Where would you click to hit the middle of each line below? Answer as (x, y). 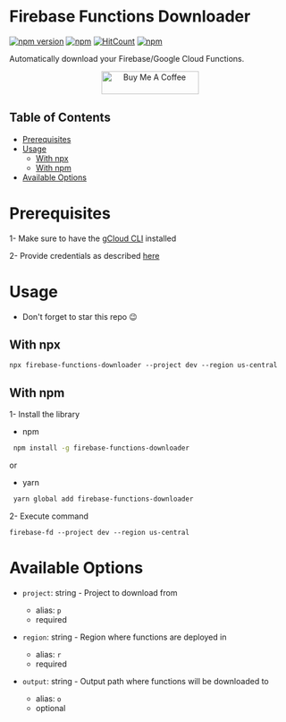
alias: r (48, 654)
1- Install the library (45, 415)
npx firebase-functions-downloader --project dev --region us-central (143, 365)
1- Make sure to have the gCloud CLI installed (93, 238)
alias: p (48, 610)
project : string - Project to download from (100, 592)
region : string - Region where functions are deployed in (124, 637)
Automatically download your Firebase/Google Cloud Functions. (127, 58)
